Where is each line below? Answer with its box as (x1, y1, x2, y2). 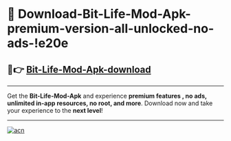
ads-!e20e (7, 36, 69, 51)
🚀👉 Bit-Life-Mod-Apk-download (7, 63, 151, 75)
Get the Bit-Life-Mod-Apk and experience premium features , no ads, (7, 92, 208, 100)
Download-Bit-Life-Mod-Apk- (18, 6, 191, 22)
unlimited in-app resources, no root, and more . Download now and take (7, 99, 213, 107)
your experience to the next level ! (7, 107, 103, 114)
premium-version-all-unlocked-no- (7, 21, 214, 36)
